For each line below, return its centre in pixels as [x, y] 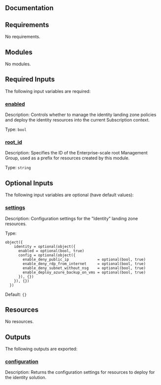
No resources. [19, 322]
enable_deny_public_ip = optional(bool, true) [84, 259]
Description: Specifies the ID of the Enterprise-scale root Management [77, 153]
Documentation [29, 8]
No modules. [18, 64]
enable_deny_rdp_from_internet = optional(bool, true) [84, 264]
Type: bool [16, 129]
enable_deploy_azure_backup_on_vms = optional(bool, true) [84, 272]
